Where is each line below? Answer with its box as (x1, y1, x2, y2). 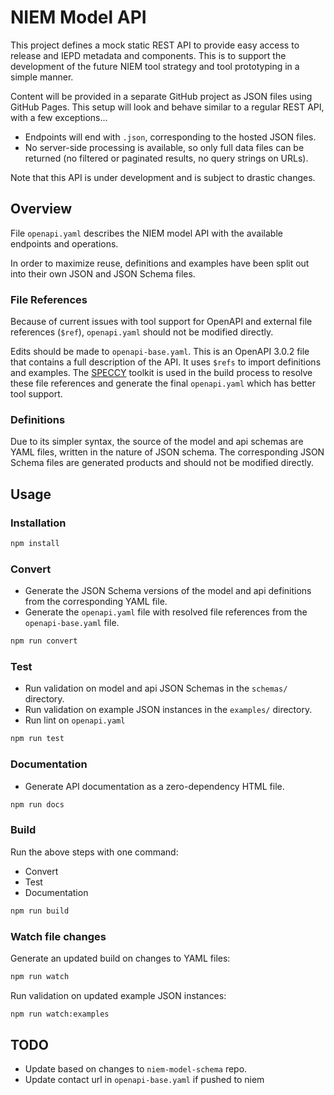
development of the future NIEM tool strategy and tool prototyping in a (10, 60, 300, 72)
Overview (10, 201, 73, 218)
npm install (10, 539, 60, 549)
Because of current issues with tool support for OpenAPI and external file (10, 316, 313, 328)
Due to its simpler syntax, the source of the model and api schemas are (10, 436, 304, 448)
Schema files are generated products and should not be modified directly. (10, 457, 315, 469)
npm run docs (10, 799, 65, 810)
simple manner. (10, 71, 74, 83)
